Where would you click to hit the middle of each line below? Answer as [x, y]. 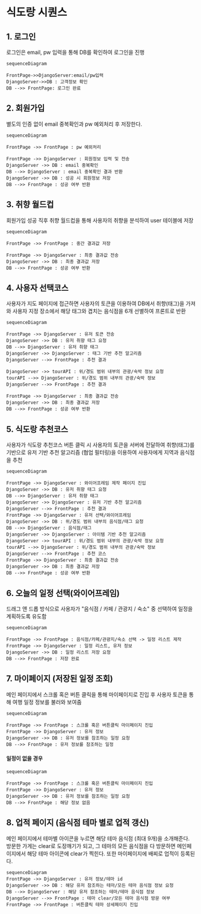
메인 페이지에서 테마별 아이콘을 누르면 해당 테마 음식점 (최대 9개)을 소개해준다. [98, 838]
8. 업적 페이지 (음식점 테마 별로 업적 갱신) [78, 823]
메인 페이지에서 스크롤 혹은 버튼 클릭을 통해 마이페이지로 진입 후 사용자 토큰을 [97, 694]
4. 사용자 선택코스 [38, 288]
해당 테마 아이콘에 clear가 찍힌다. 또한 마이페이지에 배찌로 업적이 [103, 854]
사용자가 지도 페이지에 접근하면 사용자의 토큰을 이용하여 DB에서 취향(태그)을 [95, 303]
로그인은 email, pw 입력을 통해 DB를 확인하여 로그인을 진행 [76, 52]
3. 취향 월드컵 [30, 205]
